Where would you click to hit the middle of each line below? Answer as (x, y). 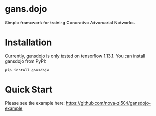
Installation (29, 42)
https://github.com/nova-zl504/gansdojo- (108, 103)
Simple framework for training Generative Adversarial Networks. (70, 23)
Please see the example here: (35, 103)
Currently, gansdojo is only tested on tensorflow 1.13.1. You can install (75, 56)
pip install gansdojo (27, 70)
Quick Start (29, 90)
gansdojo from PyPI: (26, 61)
